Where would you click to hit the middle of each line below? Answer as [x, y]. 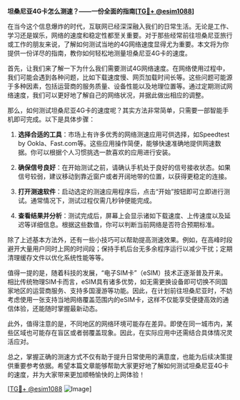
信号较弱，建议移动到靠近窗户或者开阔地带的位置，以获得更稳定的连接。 [124, 176]
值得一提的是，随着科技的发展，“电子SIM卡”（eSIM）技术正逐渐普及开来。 [117, 273]
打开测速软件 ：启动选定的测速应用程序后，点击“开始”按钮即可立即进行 [121, 191]
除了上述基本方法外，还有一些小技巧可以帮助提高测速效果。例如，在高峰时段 [120, 240]
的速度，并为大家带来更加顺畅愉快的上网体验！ [76, 375]
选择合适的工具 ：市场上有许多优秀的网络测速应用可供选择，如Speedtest [124, 134]
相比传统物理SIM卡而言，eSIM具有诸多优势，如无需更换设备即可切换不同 [114, 282]
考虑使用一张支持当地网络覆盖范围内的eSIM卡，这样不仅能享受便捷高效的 [115, 300]
